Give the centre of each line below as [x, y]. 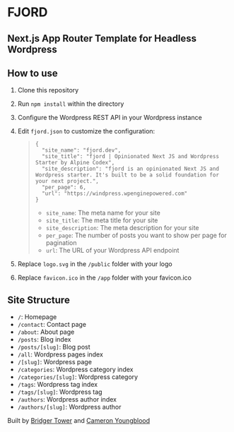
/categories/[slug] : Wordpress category [78, 377]
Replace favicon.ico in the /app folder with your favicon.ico [105, 278]
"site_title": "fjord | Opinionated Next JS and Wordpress [130, 157]
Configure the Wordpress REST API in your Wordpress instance [110, 118]
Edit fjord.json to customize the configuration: [86, 131]
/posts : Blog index [44, 340]
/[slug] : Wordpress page [54, 362]
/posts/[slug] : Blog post [54, 347]
